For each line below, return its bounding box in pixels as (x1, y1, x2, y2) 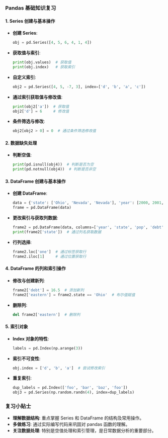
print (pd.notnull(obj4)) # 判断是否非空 (12, 167, 97, 172)
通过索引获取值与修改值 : (12, 94, 63, 100)
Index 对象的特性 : (12, 335, 49, 341)
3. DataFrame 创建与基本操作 (5, 178, 66, 184)
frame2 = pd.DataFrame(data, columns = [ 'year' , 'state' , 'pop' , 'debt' (12, 225, 164, 230)
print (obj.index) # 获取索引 (12, 64, 75, 69)
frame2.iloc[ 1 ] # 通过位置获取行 (12, 254, 87, 259)
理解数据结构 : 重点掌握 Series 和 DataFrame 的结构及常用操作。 (12, 415, 144, 421)
